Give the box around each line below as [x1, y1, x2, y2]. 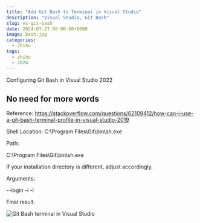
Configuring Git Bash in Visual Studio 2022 [6, 76, 113, 84]
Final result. [6, 198, 36, 206]
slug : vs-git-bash [6, 20, 53, 26]
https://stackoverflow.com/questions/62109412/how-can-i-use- [34, 110, 194, 117]
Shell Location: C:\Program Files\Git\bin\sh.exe [6, 128, 123, 135]
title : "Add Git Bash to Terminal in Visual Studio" [6, 8, 142, 15]
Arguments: [6, 175, 36, 182]
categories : [6, 37, 36, 43]
